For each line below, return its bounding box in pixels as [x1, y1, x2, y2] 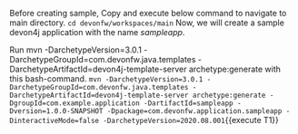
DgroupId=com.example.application [9, 99, 141, 108]
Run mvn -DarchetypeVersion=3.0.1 [9, 44, 143, 55]
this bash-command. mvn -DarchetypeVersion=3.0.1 [9, 73, 204, 84]
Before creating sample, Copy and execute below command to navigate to [9, 8, 287, 18]
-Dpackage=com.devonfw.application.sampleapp [106, 107, 283, 116]
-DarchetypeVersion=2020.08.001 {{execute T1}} [103, 115, 280, 125]
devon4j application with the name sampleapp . [9, 27, 185, 37]
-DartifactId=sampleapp [144, 99, 233, 108]
